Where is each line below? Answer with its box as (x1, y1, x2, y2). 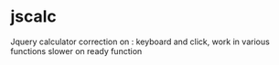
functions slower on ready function (10, 45, 143, 56)
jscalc (10, 6, 58, 27)
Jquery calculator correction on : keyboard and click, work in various (10, 36, 271, 47)
